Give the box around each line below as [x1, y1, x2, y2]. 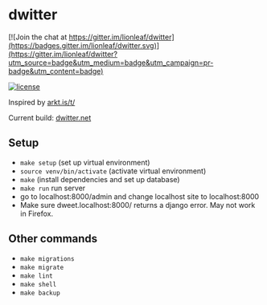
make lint [19, 271, 54, 280]
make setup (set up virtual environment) [19, 157, 150, 167]
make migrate [19, 263, 64, 271]
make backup [19, 289, 60, 297]
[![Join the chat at [8, 32, 68, 42]
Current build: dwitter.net [8, 112, 92, 122]
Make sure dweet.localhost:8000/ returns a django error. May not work [19, 200, 256, 209]
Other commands [8, 232, 98, 246]
